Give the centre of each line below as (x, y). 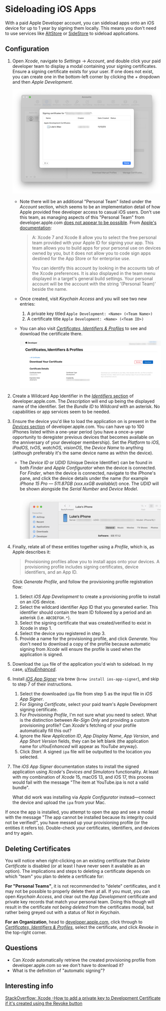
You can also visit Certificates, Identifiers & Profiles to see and (83, 328)
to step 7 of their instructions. (42, 684)
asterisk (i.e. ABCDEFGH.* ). (45, 618)
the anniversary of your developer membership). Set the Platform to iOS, (86, 442)
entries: (27, 304)
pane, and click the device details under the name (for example (84, 479)
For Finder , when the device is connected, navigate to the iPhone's (88, 473)
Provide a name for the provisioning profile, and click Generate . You (89, 639)
